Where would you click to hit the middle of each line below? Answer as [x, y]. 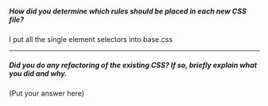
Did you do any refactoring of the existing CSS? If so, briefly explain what [133, 65]
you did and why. [38, 73]
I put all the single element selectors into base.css [91, 39]
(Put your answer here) [47, 93]
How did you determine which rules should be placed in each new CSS [128, 11]
